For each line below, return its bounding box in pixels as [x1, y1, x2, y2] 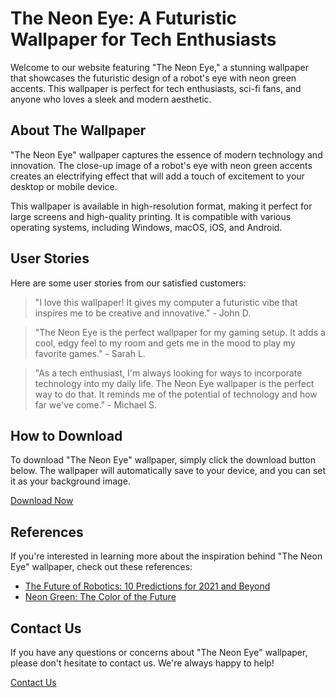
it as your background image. [10, 475, 131, 487]
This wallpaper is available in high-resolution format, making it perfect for [10, 200, 313, 212]
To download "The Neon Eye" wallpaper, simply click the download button [10, 454, 316, 466]
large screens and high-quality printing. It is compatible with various [10, 210, 292, 222]
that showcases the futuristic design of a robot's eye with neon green [10, 72, 297, 84]
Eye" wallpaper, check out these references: [10, 561, 193, 573]
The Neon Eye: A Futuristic [10, 7, 237, 30]
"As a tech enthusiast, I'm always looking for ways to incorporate [34, 367, 303, 379]
